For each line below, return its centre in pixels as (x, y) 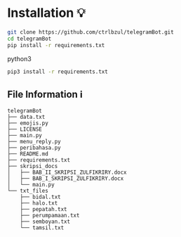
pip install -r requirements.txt (56, 45)
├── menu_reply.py (34, 142)
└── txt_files (28, 191)
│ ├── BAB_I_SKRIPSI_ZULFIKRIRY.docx (66, 179)
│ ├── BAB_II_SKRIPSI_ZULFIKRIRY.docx (67, 173)
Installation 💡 (46, 13)
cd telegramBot (29, 39)
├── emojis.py (28, 123)
